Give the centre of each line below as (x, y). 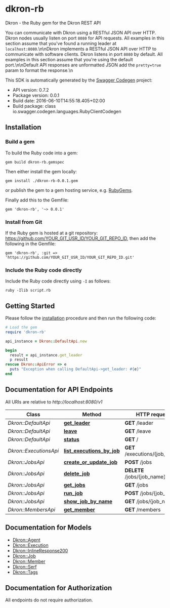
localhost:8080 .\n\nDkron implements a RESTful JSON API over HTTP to (81, 49)
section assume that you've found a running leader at (61, 43)
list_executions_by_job (92, 451)
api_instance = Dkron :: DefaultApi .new (46, 341)
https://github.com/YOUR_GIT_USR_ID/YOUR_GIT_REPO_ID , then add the (80, 238)
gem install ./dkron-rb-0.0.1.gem (42, 181)
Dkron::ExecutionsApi (33, 451)
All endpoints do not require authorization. (49, 600)
